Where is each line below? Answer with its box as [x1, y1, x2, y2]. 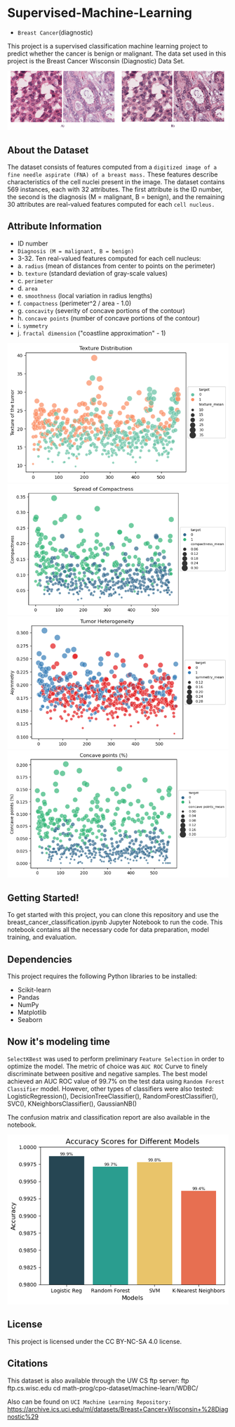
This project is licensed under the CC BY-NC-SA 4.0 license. [7, 1337, 182, 1345]
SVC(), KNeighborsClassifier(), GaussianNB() [7, 1099, 137, 1108]
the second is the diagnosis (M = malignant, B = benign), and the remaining [7, 192, 225, 201]
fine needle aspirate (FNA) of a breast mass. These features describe [7, 170, 218, 179]
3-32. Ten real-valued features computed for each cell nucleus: [17, 254, 201, 262]
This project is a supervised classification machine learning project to [7, 41, 208, 50]
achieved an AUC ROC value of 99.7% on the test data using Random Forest [7, 1077, 224, 1085]
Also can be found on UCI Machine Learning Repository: [7, 1397, 172, 1406]
